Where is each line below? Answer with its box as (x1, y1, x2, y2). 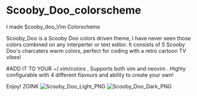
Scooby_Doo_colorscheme (6, 4, 141, 17)
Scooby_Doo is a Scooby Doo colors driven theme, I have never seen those (6, 34, 191, 41)
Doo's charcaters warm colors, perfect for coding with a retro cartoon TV (6, 47, 186, 54)
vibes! (6, 53, 21, 60)
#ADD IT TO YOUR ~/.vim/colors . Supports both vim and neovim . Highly (6, 65, 186, 72)
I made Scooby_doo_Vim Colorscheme (6, 23, 100, 30)
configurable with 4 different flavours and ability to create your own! (6, 71, 174, 78)
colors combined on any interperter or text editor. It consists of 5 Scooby (6, 41, 185, 48)
